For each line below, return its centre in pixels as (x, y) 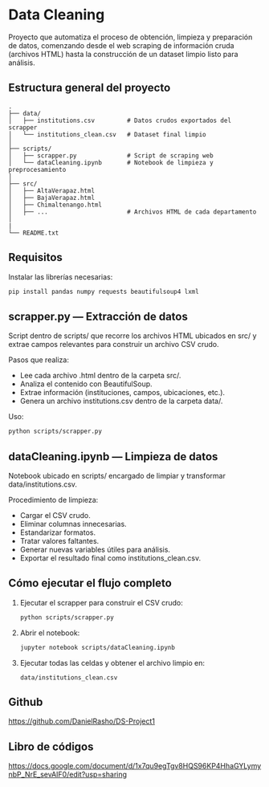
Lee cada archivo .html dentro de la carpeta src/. (100, 376)
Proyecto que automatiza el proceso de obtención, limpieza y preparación (130, 37)
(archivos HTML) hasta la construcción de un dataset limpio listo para (123, 54)
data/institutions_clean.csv (69, 677)
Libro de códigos (51, 746)
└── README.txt (34, 233)
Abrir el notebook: (50, 633)
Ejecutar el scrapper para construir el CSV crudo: (101, 602)
